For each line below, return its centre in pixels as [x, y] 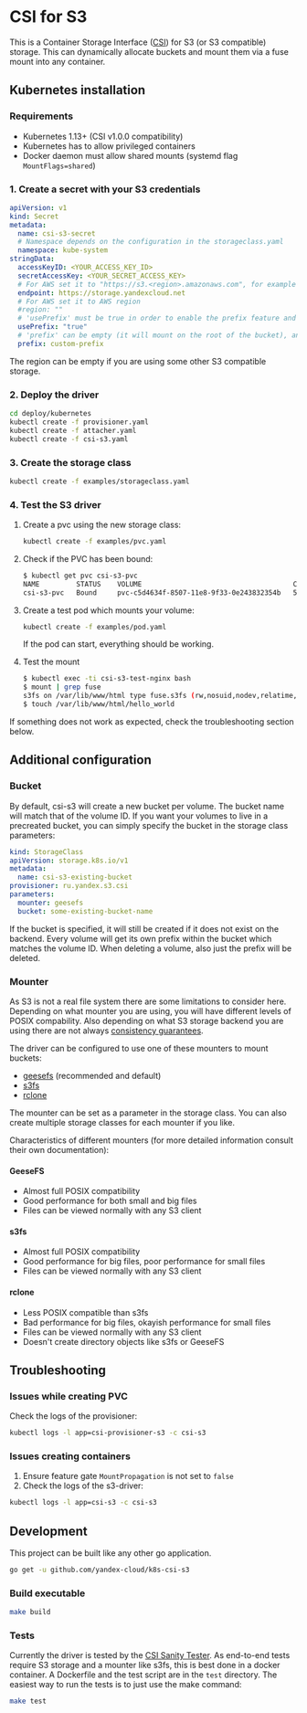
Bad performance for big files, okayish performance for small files [147, 1322]
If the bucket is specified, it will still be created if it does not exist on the [144, 928]
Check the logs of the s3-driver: [83, 1486]
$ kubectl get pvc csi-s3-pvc [80, 576]
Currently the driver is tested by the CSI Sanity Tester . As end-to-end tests [150, 1655]
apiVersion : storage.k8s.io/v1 [69, 861]
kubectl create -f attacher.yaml [73, 430]
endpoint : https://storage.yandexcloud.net [101, 293]
